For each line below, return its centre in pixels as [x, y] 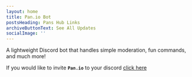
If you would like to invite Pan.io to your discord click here [77, 68]
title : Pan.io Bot [29, 17]
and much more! [26, 56]
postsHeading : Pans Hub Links [43, 22]
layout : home [22, 11]
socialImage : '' [26, 34]
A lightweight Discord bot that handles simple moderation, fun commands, [96, 50]
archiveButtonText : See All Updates [51, 28]
